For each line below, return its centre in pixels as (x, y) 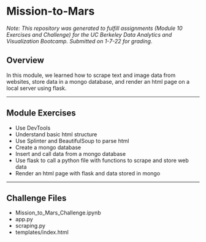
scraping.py (30, 226)
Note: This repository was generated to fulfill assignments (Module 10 (94, 28)
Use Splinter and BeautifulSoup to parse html (72, 141)
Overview (25, 60)
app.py (24, 219)
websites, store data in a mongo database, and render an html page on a (98, 81)
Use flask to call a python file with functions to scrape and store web (102, 160)
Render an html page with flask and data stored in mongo (88, 173)
